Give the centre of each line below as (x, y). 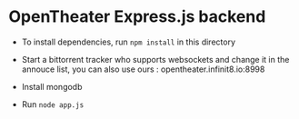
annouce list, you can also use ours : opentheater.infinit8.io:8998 (143, 69)
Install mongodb (52, 86)
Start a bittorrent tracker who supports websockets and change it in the (155, 59)
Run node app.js (53, 104)
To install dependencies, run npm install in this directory (129, 42)
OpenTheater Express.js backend (137, 17)
